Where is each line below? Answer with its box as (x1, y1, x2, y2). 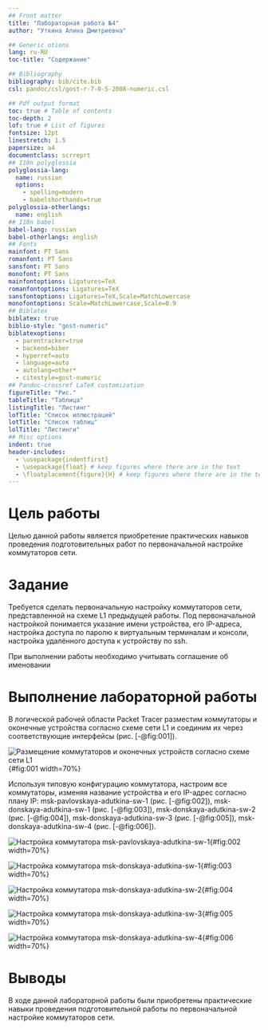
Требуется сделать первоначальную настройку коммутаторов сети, (8, 602, 242, 612)
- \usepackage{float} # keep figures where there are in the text (15, 463, 241, 471)
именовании (8, 660, 51, 670)
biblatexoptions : (8, 329, 66, 337)
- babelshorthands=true (22, 196, 102, 204)
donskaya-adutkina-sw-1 (8, 805, 90, 815)
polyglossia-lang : (8, 166, 69, 174)
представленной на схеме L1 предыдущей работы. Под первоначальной (8, 611, 256, 621)
